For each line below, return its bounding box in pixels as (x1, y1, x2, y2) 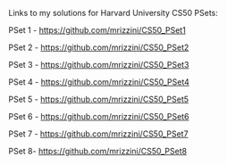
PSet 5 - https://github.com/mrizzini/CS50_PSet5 (8, 94, 189, 104)
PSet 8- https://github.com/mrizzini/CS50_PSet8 (8, 146, 188, 156)
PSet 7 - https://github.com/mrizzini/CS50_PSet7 (8, 128, 189, 139)
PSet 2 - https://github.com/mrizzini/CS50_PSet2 (8, 42, 189, 53)
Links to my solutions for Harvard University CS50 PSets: (8, 8, 218, 18)
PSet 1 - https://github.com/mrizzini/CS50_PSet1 (8, 25, 187, 35)
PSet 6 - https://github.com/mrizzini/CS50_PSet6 (8, 111, 189, 121)
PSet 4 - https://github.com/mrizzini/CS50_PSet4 (8, 77, 189, 87)
